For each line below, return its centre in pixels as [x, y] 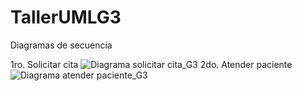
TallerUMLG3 [66, 17]
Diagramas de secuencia [61, 45]
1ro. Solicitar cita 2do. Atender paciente [151, 64]
